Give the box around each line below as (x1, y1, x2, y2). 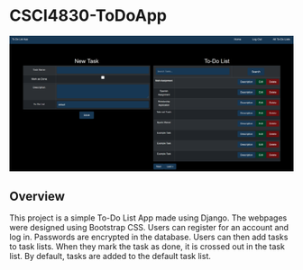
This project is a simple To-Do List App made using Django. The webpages (9, 212, 288, 223)
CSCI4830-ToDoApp (9, 5, 168, 26)
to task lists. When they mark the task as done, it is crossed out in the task (9, 241, 286, 252)
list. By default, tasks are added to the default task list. (9, 251, 212, 262)
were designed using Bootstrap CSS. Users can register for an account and (9, 222, 289, 233)
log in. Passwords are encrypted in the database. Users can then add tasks (9, 231, 289, 243)
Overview (9, 189, 66, 203)
